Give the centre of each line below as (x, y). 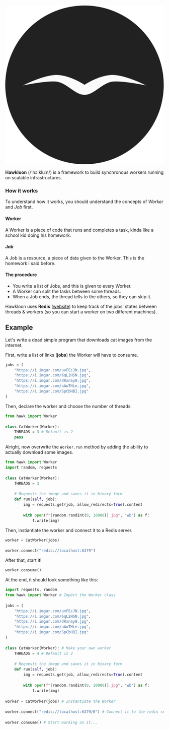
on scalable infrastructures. (34, 178)
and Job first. (19, 207)
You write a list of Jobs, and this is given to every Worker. (72, 286)
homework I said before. (30, 263)
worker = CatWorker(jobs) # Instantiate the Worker (60, 701)
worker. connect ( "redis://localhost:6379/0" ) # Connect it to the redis (82, 712)
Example (19, 328)
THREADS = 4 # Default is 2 (44, 653)
